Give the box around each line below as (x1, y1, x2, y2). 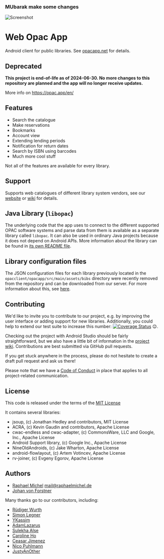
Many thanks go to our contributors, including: (5, 497, 99, 503)
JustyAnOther (12, 548, 41, 554)
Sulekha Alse (12, 527, 39, 533)
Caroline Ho (12, 533, 37, 538)
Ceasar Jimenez (12, 537, 46, 544)
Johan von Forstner (12, 488, 52, 493)
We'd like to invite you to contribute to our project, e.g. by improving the (5, 313, 150, 319)
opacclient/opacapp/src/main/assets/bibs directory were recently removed (5, 276, 158, 281)
